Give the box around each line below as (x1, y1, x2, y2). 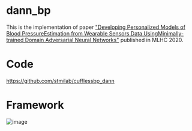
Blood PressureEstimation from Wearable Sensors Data (6, 29, 143, 37)
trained (6, 36, 24, 43)
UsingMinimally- (143, 29, 184, 37)
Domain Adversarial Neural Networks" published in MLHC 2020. (25, 36, 184, 43)
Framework (6, 99, 64, 112)
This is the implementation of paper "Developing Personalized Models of (6, 23, 186, 31)
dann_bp (6, 4, 51, 17)
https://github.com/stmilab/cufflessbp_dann (6, 77, 115, 84)
